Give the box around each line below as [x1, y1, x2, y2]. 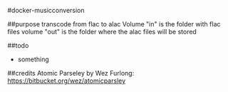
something [17, 55, 50, 63]
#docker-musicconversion [7, 6, 85, 14]
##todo [7, 41, 29, 49]
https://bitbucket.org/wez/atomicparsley [7, 76, 126, 85]
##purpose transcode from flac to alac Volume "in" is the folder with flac [7, 20, 221, 28]
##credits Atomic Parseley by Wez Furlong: [7, 69, 135, 77]
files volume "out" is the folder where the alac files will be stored [7, 28, 197, 36]
